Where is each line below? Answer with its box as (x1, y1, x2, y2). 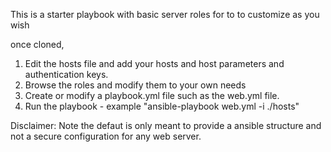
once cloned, (10, 39, 65, 50)
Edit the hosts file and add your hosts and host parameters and (24, 58, 285, 69)
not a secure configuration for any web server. (10, 130, 202, 142)
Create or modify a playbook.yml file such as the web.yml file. (24, 90, 280, 101)
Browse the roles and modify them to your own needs (24, 79, 247, 91)
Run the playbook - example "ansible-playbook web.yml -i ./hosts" (24, 100, 300, 112)
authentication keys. (24, 69, 109, 80)
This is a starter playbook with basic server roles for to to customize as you (10, 9, 320, 20)
